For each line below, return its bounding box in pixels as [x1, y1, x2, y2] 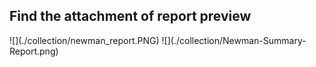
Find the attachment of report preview [9, 8, 252, 25]
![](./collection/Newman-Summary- [161, 34, 307, 46]
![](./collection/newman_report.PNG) [9, 34, 160, 46]
